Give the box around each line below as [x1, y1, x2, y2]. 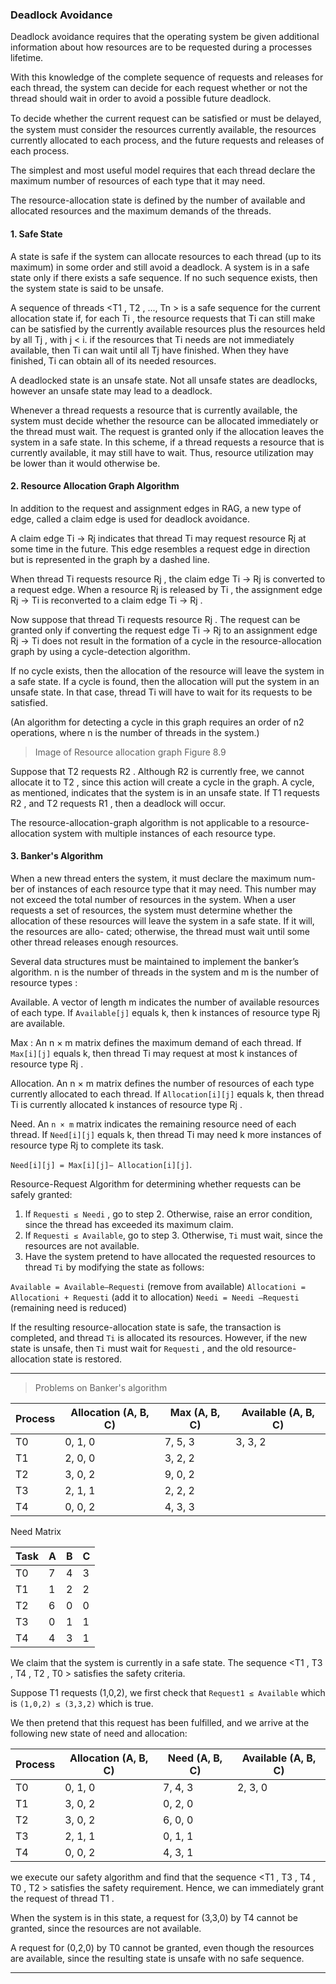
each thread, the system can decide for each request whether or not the [10, 82, 308, 94]
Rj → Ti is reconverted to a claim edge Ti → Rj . [10, 594, 203, 606]
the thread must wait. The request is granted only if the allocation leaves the [10, 425, 325, 437]
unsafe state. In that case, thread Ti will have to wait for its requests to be [10, 686, 313, 698]
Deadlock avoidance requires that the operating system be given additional [10, 31, 320, 43]
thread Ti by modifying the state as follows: [24, 1261, 205, 1273]
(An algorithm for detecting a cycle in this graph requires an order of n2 [10, 716, 305, 728]
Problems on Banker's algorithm [34, 1381, 168, 1393]
